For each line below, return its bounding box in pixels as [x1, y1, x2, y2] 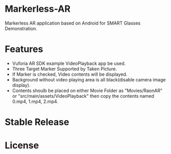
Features [5, 43, 43, 55]
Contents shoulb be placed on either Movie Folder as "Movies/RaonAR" [12, 87, 163, 94]
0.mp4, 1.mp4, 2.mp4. [12, 98, 58, 104]
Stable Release [5, 116, 69, 128]
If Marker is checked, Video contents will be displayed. [12, 71, 128, 77]
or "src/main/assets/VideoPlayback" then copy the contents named [12, 93, 154, 99]
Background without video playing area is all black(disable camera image [12, 76, 166, 82]
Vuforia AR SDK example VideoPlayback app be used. [12, 60, 126, 67]
